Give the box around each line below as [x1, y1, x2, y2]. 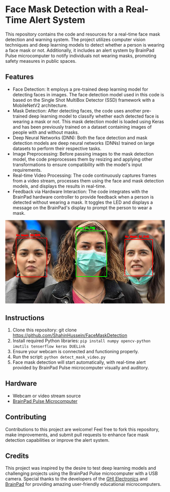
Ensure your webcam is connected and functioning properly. [12, 349, 139, 354]
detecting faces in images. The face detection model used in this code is [12, 91, 164, 97]
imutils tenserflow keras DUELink [12, 344, 86, 349]
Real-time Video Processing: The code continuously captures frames [12, 172, 157, 178]
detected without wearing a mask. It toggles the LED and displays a [12, 199, 153, 205]
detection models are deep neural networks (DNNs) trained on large [12, 140, 155, 146]
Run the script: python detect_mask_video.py [12, 354, 106, 360]
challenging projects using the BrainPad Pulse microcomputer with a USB [5, 470, 158, 477]
